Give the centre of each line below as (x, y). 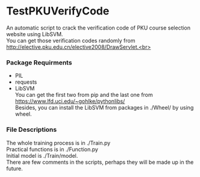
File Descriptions (32, 129)
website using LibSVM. (35, 34)
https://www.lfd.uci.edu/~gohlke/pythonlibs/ (70, 101)
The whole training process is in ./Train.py (58, 143)
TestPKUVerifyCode (58, 11)
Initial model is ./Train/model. (42, 155)
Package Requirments (39, 63)
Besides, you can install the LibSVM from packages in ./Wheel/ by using (104, 108)
